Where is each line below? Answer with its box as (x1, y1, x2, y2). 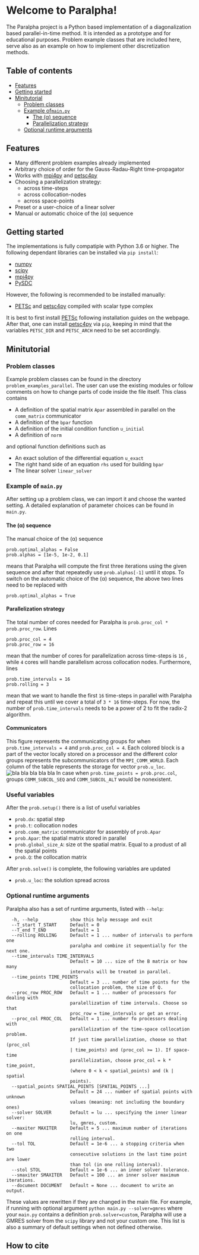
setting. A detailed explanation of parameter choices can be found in (6, 502, 174, 509)
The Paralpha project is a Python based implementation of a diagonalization (6, 23, 191, 30)
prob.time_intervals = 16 (6, 676, 70, 682)
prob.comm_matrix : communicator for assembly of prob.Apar (14, 829, 162, 836)
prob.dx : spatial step (14, 815, 65, 823)
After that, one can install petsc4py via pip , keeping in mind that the (6, 320, 172, 328)
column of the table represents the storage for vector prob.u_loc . (6, 763, 166, 770)
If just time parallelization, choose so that (70, 1036, 187, 1042)
